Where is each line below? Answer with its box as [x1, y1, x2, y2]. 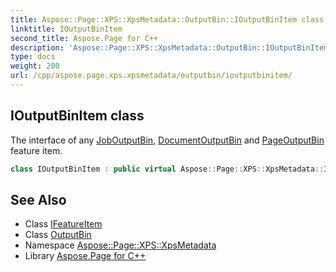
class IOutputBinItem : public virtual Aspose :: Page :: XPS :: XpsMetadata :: [10, 164, 325, 174]
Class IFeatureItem [24, 218, 103, 230]
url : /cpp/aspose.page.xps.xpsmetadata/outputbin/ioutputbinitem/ [10, 71, 293, 81]
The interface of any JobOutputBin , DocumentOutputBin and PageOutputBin [10, 134, 325, 146]
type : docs [10, 52, 56, 62]
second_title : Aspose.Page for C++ [10, 33, 159, 43]
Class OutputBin [24, 229, 92, 241]
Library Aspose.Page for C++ [24, 250, 147, 262]
